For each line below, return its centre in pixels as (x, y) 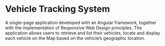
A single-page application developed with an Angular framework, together (81, 23)
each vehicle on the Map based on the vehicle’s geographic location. (75, 38)
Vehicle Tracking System (57, 9)
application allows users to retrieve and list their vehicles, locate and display (83, 33)
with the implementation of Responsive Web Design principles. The (74, 27)
